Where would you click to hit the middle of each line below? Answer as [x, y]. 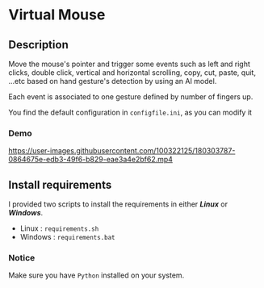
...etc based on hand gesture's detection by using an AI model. [113, 81]
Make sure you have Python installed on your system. [96, 275]
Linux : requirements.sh [59, 228]
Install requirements [60, 184]
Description [38, 45]
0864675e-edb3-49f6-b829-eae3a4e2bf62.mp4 [91, 160]
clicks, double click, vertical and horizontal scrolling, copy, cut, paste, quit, [132, 73]
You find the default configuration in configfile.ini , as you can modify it [130, 112]
